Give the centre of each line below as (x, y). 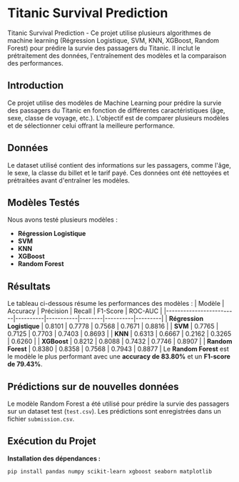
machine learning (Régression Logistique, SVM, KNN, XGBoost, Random (113, 40)
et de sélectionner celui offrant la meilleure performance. (91, 125)
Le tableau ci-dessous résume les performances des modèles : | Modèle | (116, 304)
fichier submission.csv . (41, 419)
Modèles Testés (44, 202)
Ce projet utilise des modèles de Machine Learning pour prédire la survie (115, 103)
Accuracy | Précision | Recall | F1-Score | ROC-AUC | (85, 311)
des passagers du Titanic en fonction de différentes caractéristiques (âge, (116, 110)
